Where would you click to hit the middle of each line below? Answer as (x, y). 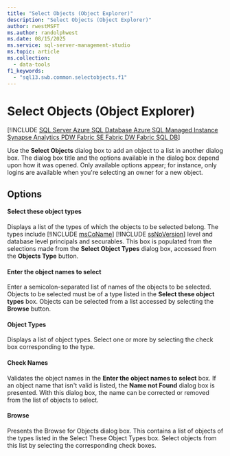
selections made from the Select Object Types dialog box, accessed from (112, 248)
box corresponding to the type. (51, 347)
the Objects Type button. (43, 256)
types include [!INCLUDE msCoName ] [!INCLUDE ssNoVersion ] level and (110, 234)
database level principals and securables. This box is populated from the (110, 241)
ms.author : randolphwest (43, 33)
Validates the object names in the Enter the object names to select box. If (112, 378)
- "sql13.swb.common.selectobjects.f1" (70, 77)
